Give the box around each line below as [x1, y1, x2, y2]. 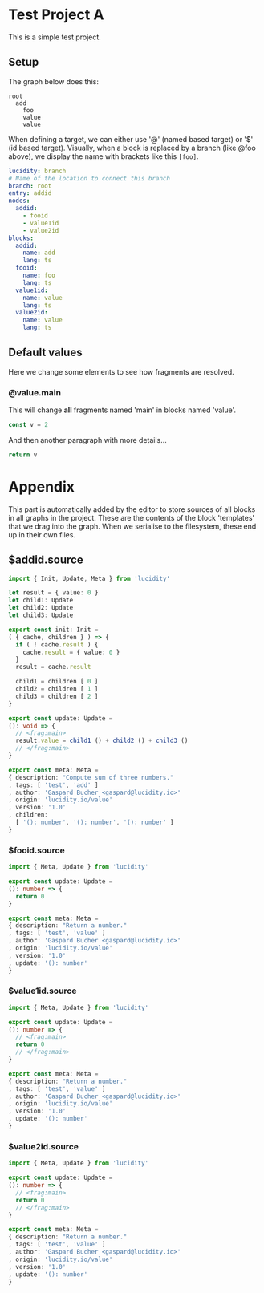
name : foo [22, 271, 56, 279]
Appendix [8, 478, 75, 497]
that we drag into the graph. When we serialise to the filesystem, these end [8, 521, 257, 531]
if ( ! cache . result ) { [15, 640, 99, 649]
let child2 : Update [8, 604, 74, 612]
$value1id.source [8, 985, 77, 996]
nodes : [8, 197, 30, 205]
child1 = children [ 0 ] [15, 678, 99, 686]
